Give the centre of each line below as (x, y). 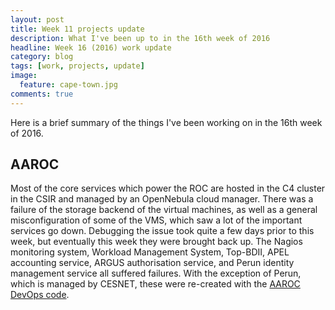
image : (24, 76)
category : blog (42, 57)
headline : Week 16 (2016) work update (91, 47)
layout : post (37, 19)
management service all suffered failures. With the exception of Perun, (156, 273)
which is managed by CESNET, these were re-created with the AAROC (155, 284)
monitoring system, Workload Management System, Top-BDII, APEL (150, 252)
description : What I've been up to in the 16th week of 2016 (140, 38)
